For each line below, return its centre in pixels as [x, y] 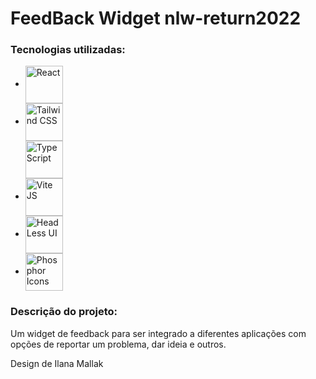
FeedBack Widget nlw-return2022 [156, 18]
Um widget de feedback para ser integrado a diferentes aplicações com [158, 333]
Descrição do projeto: [64, 312]
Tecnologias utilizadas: [68, 50]
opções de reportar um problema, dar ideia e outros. [118, 344]
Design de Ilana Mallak [57, 363]
